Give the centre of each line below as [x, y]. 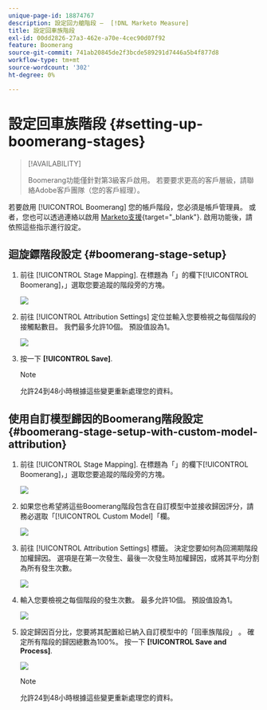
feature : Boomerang [41, 45]
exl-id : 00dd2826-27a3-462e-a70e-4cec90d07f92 [87, 38]
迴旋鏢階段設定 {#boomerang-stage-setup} [118, 254]
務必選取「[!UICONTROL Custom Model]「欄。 [97, 516]
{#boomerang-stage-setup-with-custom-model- [133, 432]
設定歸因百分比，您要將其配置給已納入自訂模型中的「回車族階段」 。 [132, 632]
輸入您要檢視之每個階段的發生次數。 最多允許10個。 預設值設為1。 [128, 600]
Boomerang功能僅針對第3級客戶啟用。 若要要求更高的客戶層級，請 [137, 179]
